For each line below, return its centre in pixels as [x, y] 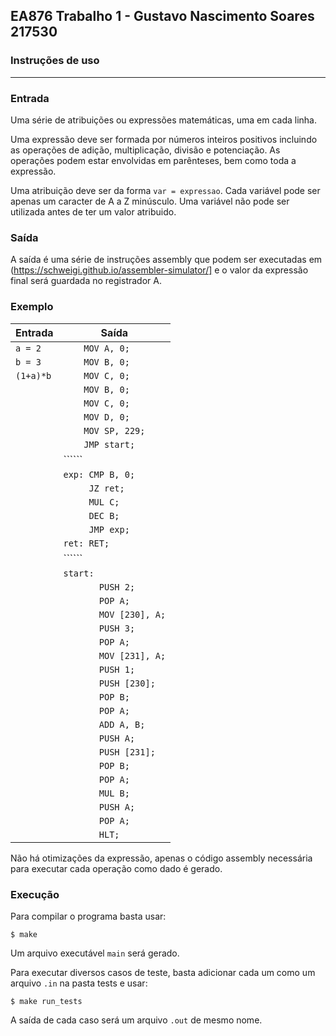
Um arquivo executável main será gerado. [95, 953]
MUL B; [114, 793]
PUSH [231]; [127, 752]
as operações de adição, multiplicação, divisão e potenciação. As [145, 150]
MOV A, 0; [106, 348]
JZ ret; [106, 488]
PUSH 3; [117, 628]
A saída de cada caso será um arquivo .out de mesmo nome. [136, 1020]
